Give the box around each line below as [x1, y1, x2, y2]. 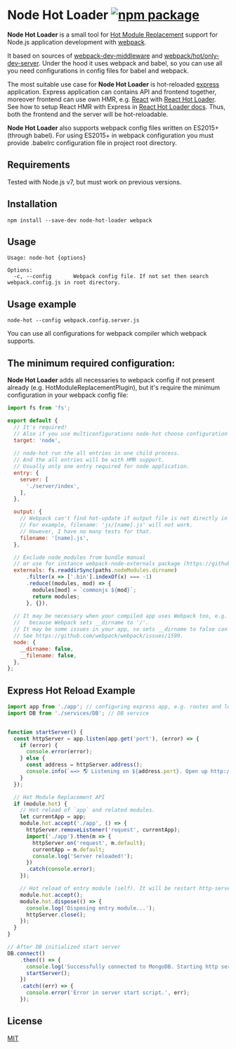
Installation [7, 198, 58, 211]
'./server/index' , [25, 482, 80, 489]
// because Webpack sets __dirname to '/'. [13, 620, 150, 627]
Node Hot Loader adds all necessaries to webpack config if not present [7, 376, 215, 384]
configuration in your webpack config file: [7, 391, 129, 399]
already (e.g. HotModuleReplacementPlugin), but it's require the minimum [7, 384, 221, 391]
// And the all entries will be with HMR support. [13, 456, 165, 464]
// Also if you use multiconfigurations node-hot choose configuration [13, 430, 228, 437]
